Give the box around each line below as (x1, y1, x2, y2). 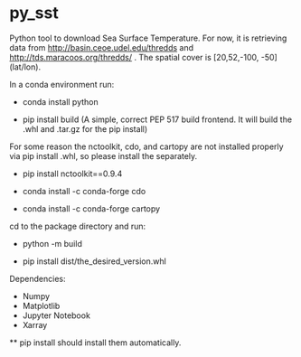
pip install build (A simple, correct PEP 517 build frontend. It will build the (22, 114, 292, 125)
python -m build (22, 238, 83, 249)
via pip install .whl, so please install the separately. (9, 150, 198, 161)
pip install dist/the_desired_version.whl (22, 256, 167, 267)
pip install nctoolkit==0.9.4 (22, 168, 123, 179)
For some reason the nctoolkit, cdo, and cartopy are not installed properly (9, 141, 284, 152)
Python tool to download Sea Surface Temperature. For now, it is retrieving (9, 33, 287, 43)
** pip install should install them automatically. (9, 337, 182, 348)
